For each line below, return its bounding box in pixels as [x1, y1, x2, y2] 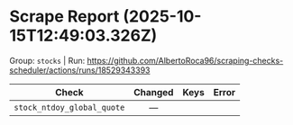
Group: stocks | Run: [9, 55, 86, 66]
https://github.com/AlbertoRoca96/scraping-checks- [87, 55, 284, 66]
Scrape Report [9, 6, 120, 27]
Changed [133, 85, 174, 98]
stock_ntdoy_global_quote [14, 102, 125, 112]
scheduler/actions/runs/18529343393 [9, 65, 151, 76]
